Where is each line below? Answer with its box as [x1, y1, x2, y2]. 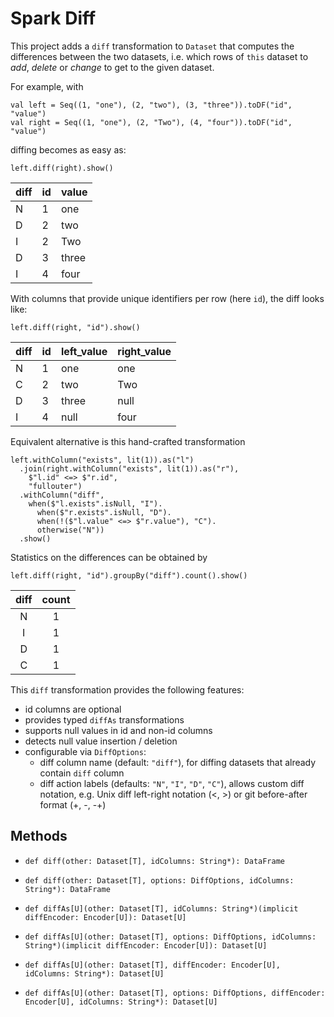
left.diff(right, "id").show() [10, 322, 141, 332]
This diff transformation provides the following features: [10, 683, 245, 696]
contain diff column [39, 767, 125, 779]
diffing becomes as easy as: [10, 143, 127, 156]
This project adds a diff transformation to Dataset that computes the [10, 40, 295, 52]
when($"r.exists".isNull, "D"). [36, 507, 172, 517]
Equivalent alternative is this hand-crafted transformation [10, 435, 246, 447]
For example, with [10, 80, 84, 92]
